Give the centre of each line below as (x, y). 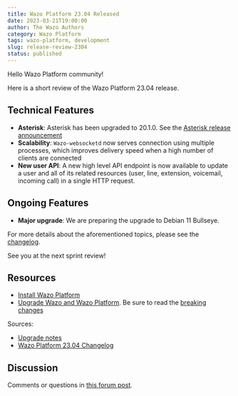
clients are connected (50, 158)
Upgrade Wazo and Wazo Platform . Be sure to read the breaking (112, 303)
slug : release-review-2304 (47, 47)
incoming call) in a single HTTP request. (76, 181)
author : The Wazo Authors (46, 27)
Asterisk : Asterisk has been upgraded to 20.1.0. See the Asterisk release (124, 127)
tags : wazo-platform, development (59, 41)
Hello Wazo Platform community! (56, 74)
